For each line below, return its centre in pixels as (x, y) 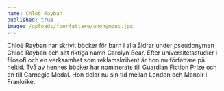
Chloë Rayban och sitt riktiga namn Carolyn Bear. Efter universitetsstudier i (112, 53)
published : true (30, 20)
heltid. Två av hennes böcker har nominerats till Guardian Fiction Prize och (112, 67)
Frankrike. (21, 82)
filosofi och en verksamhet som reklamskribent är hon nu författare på (106, 60)
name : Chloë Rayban (35, 13)
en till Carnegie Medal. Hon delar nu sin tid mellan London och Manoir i (107, 75)
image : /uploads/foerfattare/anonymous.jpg (70, 26)
